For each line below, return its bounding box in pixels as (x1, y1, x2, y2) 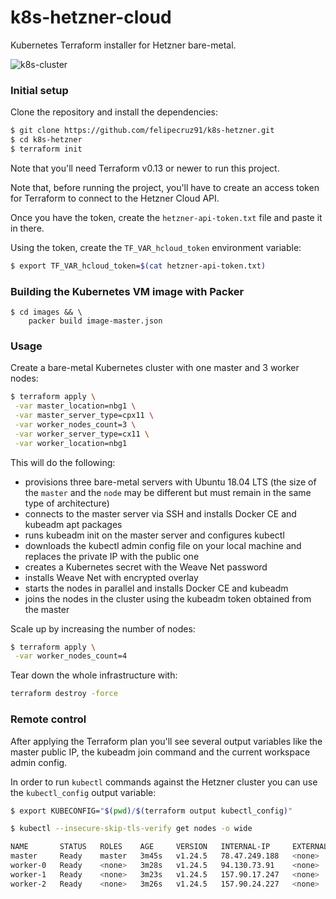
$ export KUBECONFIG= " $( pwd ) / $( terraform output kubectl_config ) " (10, 806, 293, 816)
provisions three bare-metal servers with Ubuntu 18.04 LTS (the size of (24, 476, 317, 488)
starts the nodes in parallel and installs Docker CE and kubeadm (24, 582, 289, 594)
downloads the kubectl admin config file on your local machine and (24, 539, 302, 551)
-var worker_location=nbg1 (14, 438, 128, 448)
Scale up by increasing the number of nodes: (10, 622, 196, 635)
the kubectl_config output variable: (10, 786, 157, 798)
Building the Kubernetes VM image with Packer (10, 284, 245, 298)
